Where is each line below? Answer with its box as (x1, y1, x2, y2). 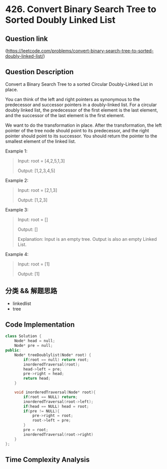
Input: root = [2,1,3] (17, 187, 58, 193)
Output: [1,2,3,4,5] (17, 168, 55, 174)
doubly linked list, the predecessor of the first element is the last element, (5, 107, 158, 113)
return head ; (23, 376, 51, 381)
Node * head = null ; (14, 338, 55, 344)
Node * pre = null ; (14, 343, 53, 348)
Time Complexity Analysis (5, 455, 90, 464)
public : (5, 348, 22, 353)
